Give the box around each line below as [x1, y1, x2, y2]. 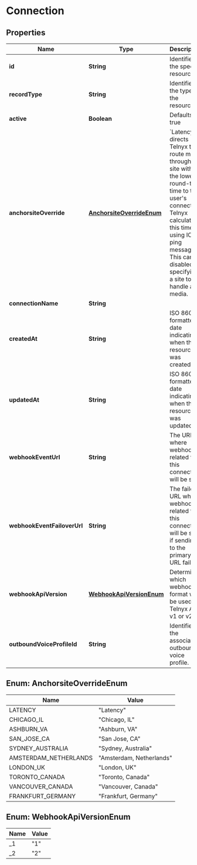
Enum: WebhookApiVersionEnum [6, 812, 131, 822]
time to [169, 187, 189, 195]
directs [169, 135, 189, 143]
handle [169, 283, 189, 290]
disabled [169, 260, 193, 269]
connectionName [9, 299, 59, 307]
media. [169, 290, 189, 298]
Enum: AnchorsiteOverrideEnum [6, 678, 128, 688]
